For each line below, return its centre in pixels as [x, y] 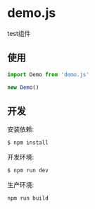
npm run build [28, 198]
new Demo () [23, 87]
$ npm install [28, 143]
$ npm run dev [28, 171]
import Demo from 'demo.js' [49, 74]
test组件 [19, 33]
